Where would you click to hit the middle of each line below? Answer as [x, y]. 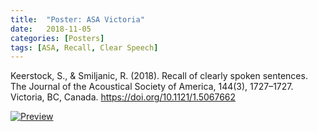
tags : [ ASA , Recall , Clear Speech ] [84, 47]
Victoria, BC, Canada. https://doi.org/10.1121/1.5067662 [123, 97]
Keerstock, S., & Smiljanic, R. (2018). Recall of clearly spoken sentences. [159, 76]
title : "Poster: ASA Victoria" [77, 19]
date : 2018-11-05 [51, 29]
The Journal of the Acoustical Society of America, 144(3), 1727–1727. [152, 87]
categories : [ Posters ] [57, 38]
